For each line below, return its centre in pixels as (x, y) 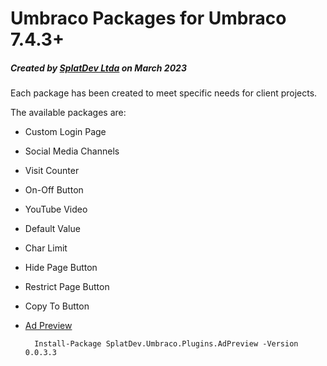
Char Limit (46, 248)
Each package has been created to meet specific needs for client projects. (164, 93)
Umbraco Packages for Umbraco (148, 18)
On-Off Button (54, 190)
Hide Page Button (61, 268)
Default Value (52, 229)
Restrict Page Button (67, 287)
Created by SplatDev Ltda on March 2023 (98, 68)
